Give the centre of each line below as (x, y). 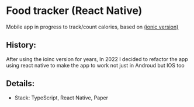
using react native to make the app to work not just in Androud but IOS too (96, 65)
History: (21, 45)
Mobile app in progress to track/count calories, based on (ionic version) (92, 27)
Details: (20, 83)
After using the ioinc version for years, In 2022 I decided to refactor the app (97, 59)
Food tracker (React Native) (74, 11)
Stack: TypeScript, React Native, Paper (61, 98)
